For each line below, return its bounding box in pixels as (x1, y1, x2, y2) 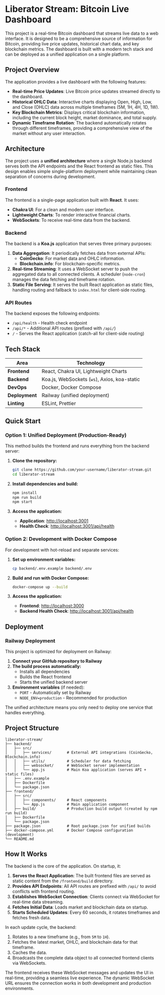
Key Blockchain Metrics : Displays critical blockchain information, (12, 109, 145, 115)
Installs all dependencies (19, 668, 70, 675)
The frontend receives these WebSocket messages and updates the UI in (5, 969, 154, 975)
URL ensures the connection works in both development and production (5, 980, 151, 986)
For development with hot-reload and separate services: (5, 547, 119, 553)
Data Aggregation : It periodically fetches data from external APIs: (12, 250, 146, 256)
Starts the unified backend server (19, 679, 88, 685)
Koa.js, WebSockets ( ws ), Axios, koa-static (41, 376, 140, 383)
